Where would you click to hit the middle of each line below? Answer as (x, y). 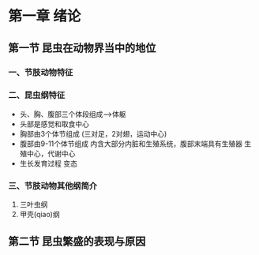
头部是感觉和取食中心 (54, 124)
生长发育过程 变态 (48, 163)
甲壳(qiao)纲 (40, 215)
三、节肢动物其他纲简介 (53, 186)
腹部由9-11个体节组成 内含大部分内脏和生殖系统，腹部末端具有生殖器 (131, 144)
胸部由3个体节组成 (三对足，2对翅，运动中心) (93, 133)
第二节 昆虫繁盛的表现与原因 (77, 242)
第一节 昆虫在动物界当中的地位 (82, 48)
